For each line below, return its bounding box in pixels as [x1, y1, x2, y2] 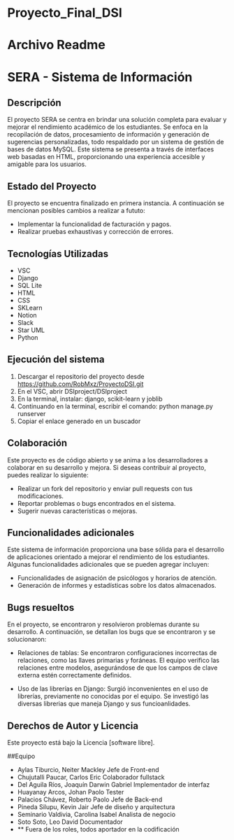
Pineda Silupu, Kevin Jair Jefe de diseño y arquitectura [17, 803, 175, 811]
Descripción [7, 97, 61, 109]
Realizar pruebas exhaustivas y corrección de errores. [17, 228, 174, 236]
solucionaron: [7, 635, 47, 644]
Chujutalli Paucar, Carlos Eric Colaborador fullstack [17, 773, 166, 782]
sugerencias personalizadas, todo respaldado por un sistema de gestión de [7, 138, 224, 146]
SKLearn [17, 303, 43, 312]
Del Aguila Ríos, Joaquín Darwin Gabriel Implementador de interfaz [17, 780, 210, 789]
